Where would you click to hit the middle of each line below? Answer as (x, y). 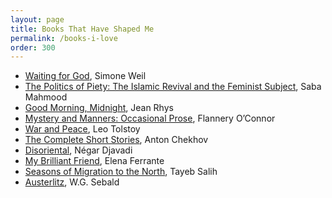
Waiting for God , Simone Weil (85, 76)
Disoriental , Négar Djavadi (78, 150)
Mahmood (46, 97)
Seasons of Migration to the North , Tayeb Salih (121, 172)
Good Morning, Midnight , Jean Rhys (99, 108)
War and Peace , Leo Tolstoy (82, 129)
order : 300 (33, 47)
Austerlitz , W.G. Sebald (72, 182)
